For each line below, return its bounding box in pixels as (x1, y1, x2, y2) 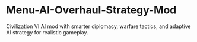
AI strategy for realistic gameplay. (6, 29, 88, 36)
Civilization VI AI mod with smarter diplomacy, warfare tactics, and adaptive (6, 23, 191, 30)
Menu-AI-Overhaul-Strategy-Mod (6, 3, 177, 17)
